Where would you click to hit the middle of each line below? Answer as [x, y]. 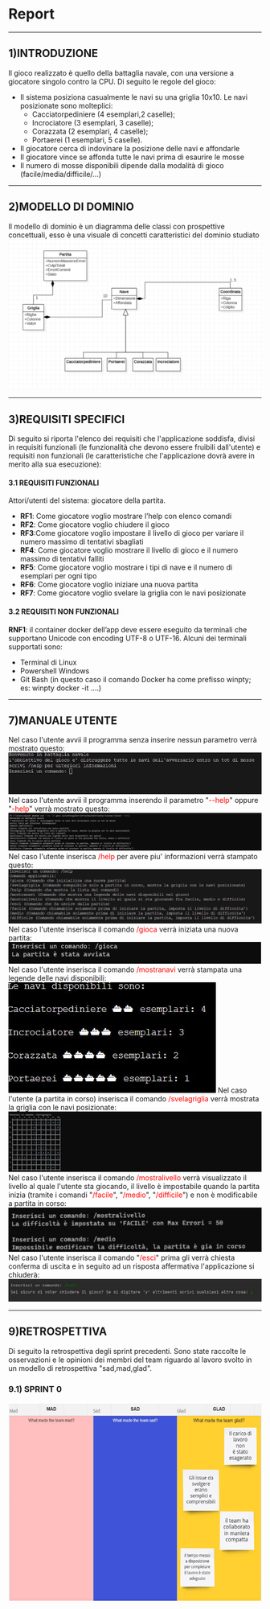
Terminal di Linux [48, 662]
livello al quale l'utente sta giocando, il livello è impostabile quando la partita [134, 1187]
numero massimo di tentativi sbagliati [82, 542]
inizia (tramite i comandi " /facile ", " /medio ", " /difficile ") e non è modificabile [133, 1195]
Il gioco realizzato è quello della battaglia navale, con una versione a [121, 72]
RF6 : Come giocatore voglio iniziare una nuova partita [109, 585]
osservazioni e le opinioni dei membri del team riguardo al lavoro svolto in [130, 1360]
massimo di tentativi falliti [62, 559]
